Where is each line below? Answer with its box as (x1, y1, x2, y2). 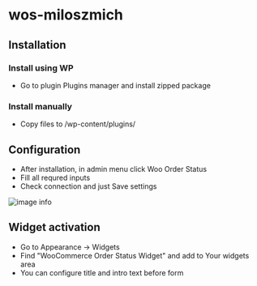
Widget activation (8, 220, 101, 234)
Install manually (8, 100, 73, 112)
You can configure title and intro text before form (19, 267, 184, 277)
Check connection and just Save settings (19, 181, 157, 191)
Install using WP (8, 62, 74, 74)
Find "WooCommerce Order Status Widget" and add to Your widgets (19, 250, 250, 260)
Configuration (8, 143, 81, 156)
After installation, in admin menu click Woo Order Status (19, 164, 208, 173)
